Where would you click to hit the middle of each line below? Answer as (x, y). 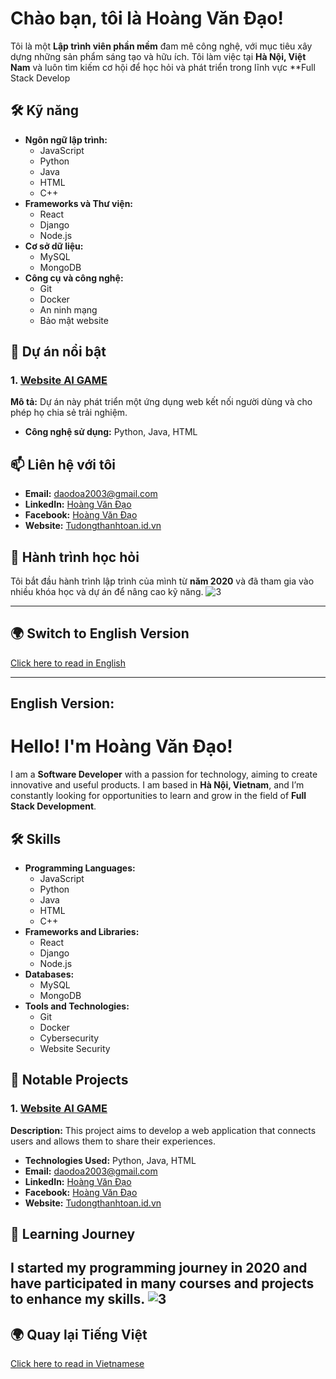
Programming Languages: (80, 868)
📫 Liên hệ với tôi (63, 464)
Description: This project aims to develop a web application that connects (163, 1130)
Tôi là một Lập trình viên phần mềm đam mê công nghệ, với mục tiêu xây (161, 46)
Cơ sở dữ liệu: (54, 246)
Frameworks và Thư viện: (79, 203)
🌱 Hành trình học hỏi (75, 557)
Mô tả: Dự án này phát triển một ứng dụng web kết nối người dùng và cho (161, 402)
